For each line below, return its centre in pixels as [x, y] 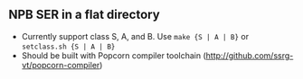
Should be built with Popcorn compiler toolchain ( [114, 55]
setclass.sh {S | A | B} [68, 47]
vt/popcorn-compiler [61, 65]
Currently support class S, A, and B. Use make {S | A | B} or [135, 36]
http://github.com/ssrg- [250, 55]
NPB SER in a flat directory [84, 15]
